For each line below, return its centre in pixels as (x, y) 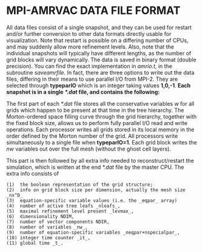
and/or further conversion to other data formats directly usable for (89, 33)
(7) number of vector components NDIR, (58, 222)
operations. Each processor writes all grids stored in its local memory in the (101, 129)
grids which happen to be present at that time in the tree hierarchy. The (95, 110)
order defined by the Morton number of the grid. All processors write (92, 136)
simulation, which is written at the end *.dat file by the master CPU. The (95, 167)
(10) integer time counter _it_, (48, 237)
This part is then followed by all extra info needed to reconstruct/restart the (100, 160)
